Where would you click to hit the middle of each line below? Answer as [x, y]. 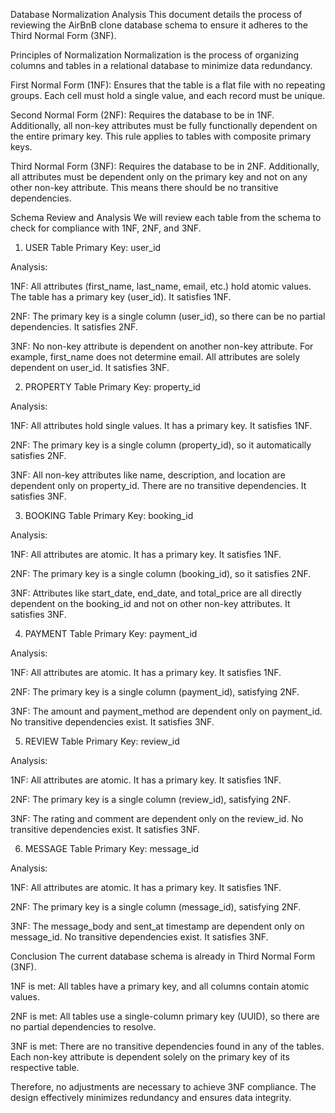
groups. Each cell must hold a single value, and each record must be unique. [168, 95]
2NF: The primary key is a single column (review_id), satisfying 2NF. [151, 799]
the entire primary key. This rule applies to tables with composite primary [161, 136]
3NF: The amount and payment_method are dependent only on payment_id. [166, 711]
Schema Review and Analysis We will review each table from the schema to [166, 217]
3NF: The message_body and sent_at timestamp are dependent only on [157, 926]
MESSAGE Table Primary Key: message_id [112, 848]
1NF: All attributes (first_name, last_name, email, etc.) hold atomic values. [161, 286]
